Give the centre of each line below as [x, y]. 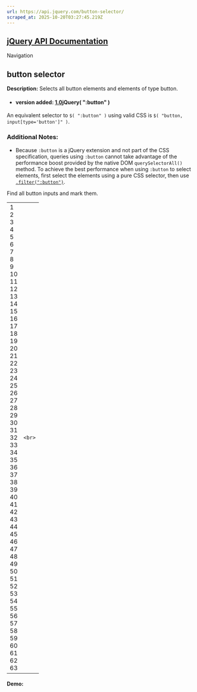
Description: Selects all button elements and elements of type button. [92, 89]
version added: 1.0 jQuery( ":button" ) [62, 102]
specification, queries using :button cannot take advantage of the [96, 156]
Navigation [20, 56]
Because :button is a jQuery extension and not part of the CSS [92, 150]
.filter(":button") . [40, 181]
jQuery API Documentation [57, 41]
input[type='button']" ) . [38, 122]
